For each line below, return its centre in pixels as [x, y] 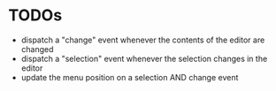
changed [37, 49]
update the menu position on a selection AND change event [130, 77]
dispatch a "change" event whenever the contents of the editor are [143, 40]
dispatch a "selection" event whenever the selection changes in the [144, 58]
